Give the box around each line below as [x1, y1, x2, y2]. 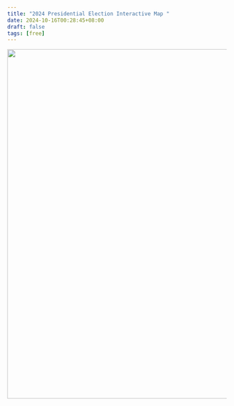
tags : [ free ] [7, 29, 45, 37]
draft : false [7, 23, 45, 30]
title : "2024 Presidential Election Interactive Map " [7, 10, 170, 17]
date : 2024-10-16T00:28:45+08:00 [7, 17, 104, 24]
